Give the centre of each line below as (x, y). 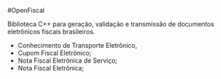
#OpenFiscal (26, 10)
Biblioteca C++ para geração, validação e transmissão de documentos (111, 24)
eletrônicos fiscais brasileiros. (51, 32)
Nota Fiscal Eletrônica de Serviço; (67, 60)
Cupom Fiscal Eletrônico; (55, 53)
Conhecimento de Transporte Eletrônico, (77, 45)
